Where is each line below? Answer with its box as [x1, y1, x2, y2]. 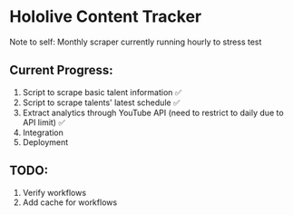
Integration [22, 127, 63, 138]
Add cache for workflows [22, 197, 118, 208]
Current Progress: [9, 63, 113, 78]
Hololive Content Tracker [9, 6, 202, 27]
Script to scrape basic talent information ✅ [22, 86, 182, 97]
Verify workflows [22, 187, 87, 198]
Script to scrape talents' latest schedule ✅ [22, 97, 181, 108]
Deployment [22, 136, 69, 147]
